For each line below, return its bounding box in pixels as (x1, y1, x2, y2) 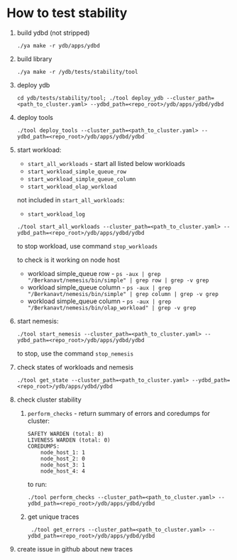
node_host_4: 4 (40, 467, 86, 475)
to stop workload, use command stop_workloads (16, 241, 158, 250)
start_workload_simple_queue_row (27, 168, 127, 175)
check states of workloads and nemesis (16, 363, 134, 371)
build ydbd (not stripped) (16, 28, 90, 37)
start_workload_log (27, 211, 86, 218)
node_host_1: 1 (40, 449, 86, 456)
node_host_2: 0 (40, 455, 86, 462)
